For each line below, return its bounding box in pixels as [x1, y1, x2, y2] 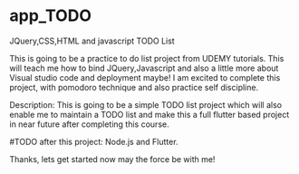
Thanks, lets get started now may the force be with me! [9, 153, 216, 164]
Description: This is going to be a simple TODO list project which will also [9, 99, 283, 110]
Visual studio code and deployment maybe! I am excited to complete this [9, 72, 281, 82]
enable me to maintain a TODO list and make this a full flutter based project [9, 109, 290, 120]
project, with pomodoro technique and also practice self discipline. [9, 82, 259, 92]
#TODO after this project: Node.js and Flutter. [9, 136, 178, 147]
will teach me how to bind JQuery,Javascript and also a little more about [9, 63, 279, 73]
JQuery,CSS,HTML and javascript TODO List [9, 35, 175, 46]
